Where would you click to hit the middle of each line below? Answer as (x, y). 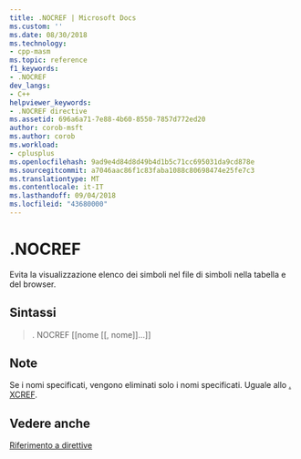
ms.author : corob (42, 137)
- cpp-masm (30, 52)
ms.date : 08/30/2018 (49, 35)
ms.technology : (38, 43)
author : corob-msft (47, 128)
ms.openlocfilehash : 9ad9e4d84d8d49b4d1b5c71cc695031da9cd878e (132, 162)
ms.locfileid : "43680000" (58, 204)
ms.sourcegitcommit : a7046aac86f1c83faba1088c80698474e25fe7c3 (132, 170)
